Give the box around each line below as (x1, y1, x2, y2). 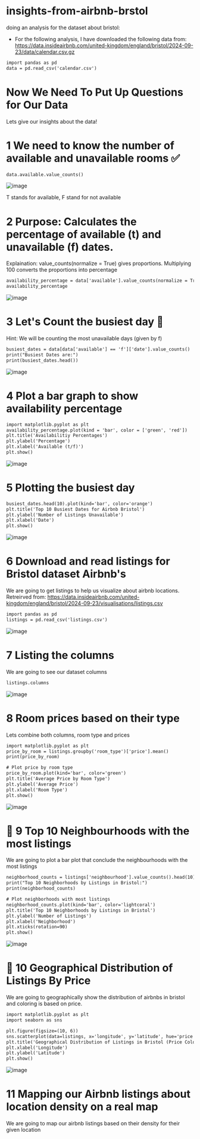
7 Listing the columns (6, 649, 115, 662)
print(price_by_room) (6, 754, 60, 760)
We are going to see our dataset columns (6, 668, 107, 675)
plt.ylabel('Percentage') (6, 438, 70, 444)
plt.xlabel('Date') (6, 518, 55, 524)
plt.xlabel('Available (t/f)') (6, 444, 84, 450)
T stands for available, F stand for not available (6, 194, 121, 201)
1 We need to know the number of (6, 138, 174, 152)
